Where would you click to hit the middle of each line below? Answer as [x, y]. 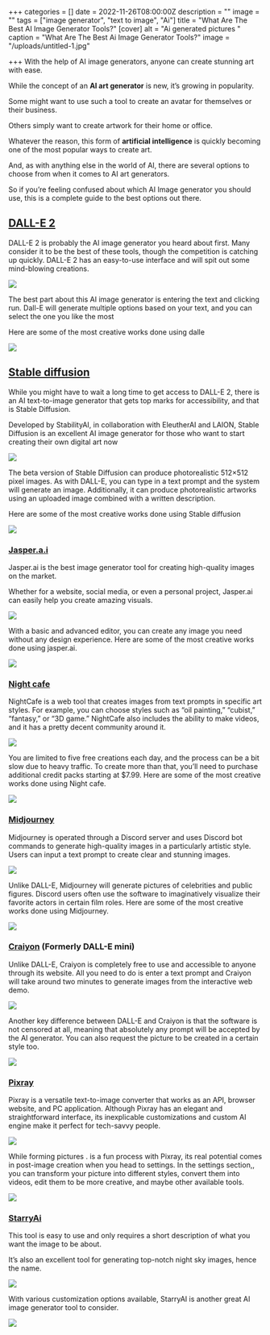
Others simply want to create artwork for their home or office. [111, 125]
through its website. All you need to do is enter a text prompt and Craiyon [130, 973]
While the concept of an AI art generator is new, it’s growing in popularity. [131, 85]
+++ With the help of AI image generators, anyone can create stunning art [131, 61]
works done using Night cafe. [57, 784]
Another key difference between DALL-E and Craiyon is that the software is [133, 1021]
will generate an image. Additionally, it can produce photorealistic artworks [133, 489]
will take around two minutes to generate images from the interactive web [131, 981]
